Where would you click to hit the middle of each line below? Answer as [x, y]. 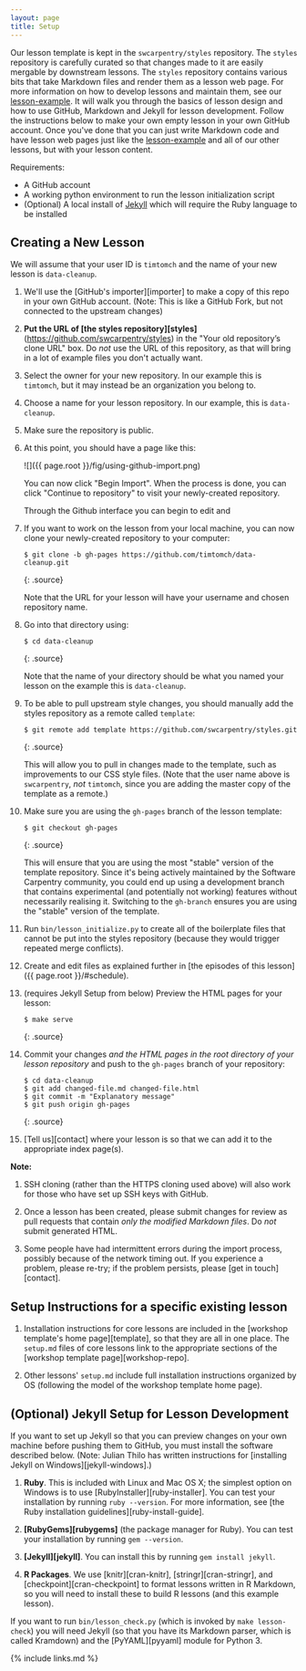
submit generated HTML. [70, 1231]
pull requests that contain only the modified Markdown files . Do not [150, 1222]
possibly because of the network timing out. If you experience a [143, 1258]
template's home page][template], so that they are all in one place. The [156, 1339]
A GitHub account [57, 184]
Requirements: [37, 167]
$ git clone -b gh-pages [71, 555]
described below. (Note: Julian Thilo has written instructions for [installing [149, 1455]
